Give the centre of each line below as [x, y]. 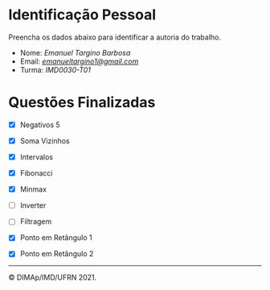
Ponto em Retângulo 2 [57, 254]
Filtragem [36, 222]
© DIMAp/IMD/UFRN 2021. [53, 278]
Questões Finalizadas [82, 103]
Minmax [33, 189]
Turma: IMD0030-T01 [55, 69]
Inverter [33, 205]
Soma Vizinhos [45, 141]
